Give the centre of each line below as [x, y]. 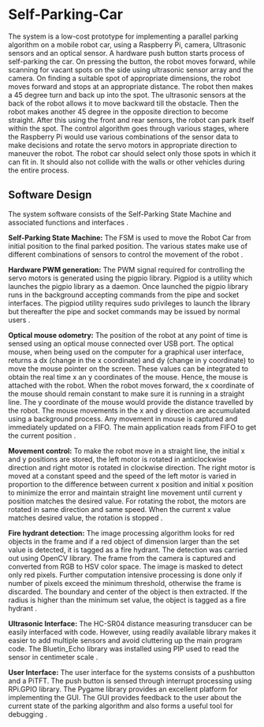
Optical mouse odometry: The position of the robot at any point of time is [128, 335]
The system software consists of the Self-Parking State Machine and [120, 213]
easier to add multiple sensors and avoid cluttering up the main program [125, 640]
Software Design [50, 195]
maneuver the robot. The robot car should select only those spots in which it [132, 153]
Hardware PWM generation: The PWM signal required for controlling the [127, 269]
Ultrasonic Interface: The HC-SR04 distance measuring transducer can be [130, 623]
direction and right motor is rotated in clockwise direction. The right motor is [132, 467]
